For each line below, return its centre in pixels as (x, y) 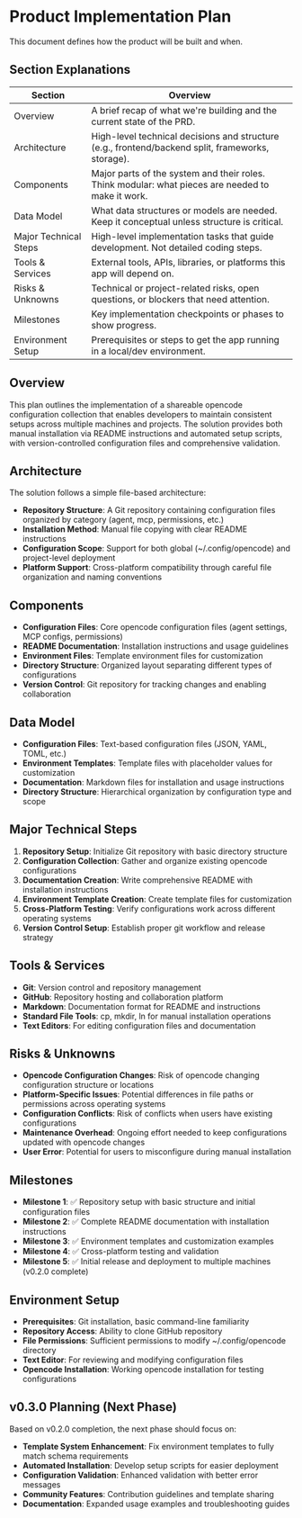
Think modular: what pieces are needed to (180, 184)
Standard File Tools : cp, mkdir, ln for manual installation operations (147, 1016)
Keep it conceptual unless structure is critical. (187, 221)
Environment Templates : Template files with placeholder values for (147, 763)
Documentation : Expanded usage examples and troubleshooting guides (156, 1504)
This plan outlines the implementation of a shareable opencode (126, 404)
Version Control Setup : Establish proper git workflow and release (144, 928)
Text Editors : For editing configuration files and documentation (139, 1025)
